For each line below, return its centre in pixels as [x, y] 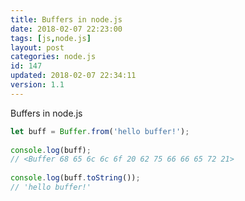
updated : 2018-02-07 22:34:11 [73, 76]
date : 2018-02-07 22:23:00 [66, 29]
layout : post [37, 47]
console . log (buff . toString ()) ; [75, 178]
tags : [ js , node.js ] [51, 38]
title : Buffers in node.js [66, 19]
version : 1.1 [37, 85]
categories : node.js [53, 57]
